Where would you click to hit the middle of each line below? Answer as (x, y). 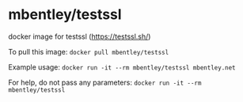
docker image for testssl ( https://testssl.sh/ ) (80, 36)
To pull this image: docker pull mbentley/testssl (89, 51)
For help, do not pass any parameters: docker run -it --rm (105, 82)
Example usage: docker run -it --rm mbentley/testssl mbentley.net (122, 67)
